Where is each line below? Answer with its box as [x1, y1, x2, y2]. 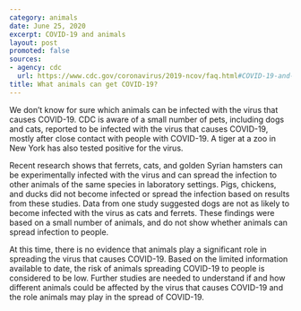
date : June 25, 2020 [9, 22, 87, 30]
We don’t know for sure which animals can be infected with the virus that [9, 104, 279, 115]
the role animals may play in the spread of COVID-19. [9, 291, 204, 302]
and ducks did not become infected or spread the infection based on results [9, 188, 290, 199]
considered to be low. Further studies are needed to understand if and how [9, 272, 286, 283]
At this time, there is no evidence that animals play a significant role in [9, 244, 267, 255]
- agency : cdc [9, 64, 63, 73]
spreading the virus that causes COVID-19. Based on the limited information [9, 253, 288, 264]
